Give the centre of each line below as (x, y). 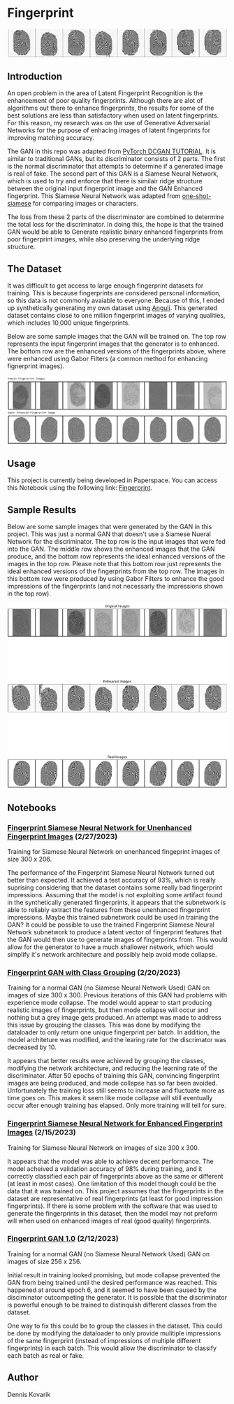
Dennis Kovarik (29, 1394)
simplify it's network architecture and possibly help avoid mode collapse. (112, 954)
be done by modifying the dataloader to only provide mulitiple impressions (114, 1333)
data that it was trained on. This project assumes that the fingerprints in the (116, 1191)
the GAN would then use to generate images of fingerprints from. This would (117, 939)
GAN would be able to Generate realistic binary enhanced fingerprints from (115, 232)
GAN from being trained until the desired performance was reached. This (112, 1282)
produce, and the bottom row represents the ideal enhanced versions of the (116, 556)
